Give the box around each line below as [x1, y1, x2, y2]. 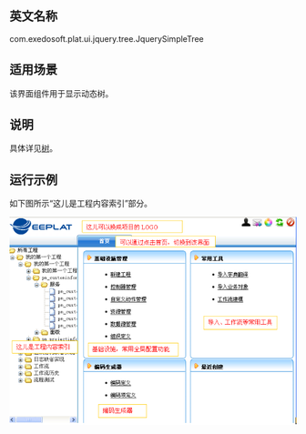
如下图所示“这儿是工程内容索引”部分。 [9, 198, 153, 209]
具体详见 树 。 [9, 143, 57, 154]
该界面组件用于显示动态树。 [9, 87, 114, 98]
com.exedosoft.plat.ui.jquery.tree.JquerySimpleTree [9, 33, 205, 44]
